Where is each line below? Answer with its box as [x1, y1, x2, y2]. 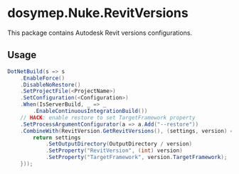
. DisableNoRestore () [20, 81, 81, 88]
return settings [33, 134, 81, 141]
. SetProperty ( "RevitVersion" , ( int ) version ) [45, 147, 183, 154]
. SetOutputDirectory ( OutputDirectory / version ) [45, 141, 193, 148]
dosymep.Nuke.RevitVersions [7, 5, 188, 21]
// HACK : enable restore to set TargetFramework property [20, 114, 196, 121]
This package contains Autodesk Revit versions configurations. [7, 28, 193, 37]
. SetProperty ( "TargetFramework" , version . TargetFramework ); [45, 154, 228, 161]
